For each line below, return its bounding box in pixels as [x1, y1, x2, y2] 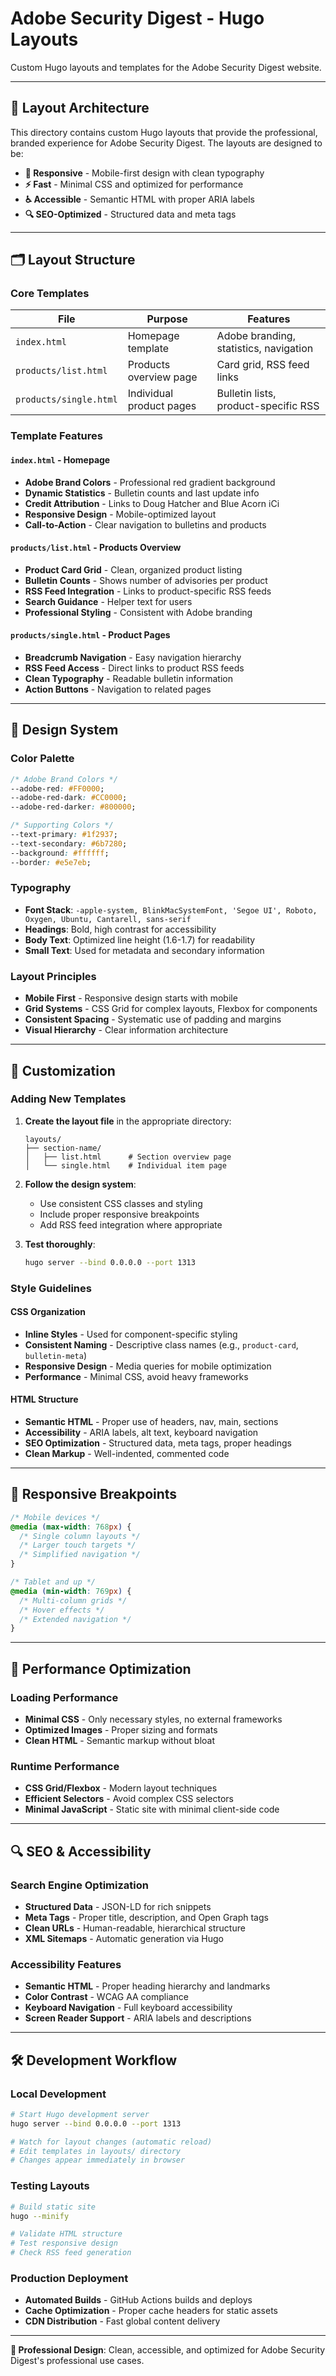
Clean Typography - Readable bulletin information [24, 672, 233, 684]
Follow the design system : [24, 1178, 137, 1190]
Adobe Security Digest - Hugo [10, 7, 265, 30]
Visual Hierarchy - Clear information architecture [24, 1024, 229, 1036]
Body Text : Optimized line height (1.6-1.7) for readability [24, 933, 256, 946]
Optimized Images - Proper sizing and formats [24, 1724, 218, 1736]
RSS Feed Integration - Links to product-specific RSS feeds [24, 585, 272, 597]
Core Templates [10, 287, 90, 301]
